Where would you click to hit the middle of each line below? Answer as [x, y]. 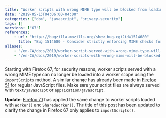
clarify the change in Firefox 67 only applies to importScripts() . [70, 110]
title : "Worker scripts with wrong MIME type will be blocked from [76, 10]
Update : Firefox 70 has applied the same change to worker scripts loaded [80, 100]
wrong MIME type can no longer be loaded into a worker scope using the [80, 75]
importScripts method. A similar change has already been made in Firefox [81, 80]
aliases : [14, 46]
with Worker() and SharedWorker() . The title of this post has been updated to [83, 105]
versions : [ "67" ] [23, 28]
